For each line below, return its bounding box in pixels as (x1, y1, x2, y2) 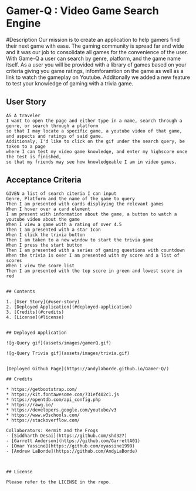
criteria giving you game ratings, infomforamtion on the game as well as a (6, 67, 184, 74)
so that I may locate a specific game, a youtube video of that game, (6, 128, 183, 134)
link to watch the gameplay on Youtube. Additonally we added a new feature (6, 74, 191, 81)
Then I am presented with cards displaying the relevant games (6, 201, 164, 207)
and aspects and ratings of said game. (6, 133, 104, 139)
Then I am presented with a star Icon (6, 227, 101, 233)
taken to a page (6, 143, 46, 150)
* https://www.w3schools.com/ (6, 412, 80, 418)
